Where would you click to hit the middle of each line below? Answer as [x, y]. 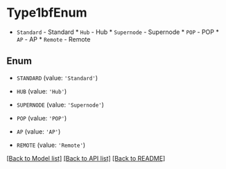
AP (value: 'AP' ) [38, 131]
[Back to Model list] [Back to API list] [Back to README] [86, 158]
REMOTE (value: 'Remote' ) [51, 145]
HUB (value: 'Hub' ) [42, 91]
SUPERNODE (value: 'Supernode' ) [60, 105]
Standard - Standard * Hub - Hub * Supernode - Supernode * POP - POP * [118, 32]
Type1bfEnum [47, 13]
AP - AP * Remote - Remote [53, 39]
